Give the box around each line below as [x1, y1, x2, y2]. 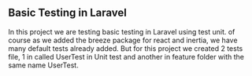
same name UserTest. [8, 60, 79, 70]
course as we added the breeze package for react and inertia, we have [8, 35, 238, 45]
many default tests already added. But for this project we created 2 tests [8, 43, 243, 53]
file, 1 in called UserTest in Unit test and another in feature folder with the [8, 52, 245, 61]
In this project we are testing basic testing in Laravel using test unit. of [8, 27, 235, 36]
